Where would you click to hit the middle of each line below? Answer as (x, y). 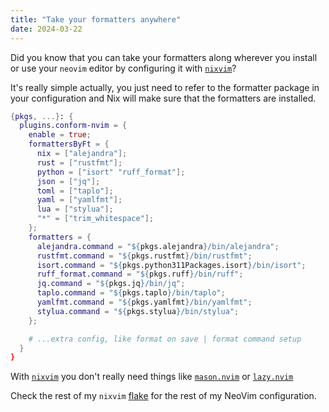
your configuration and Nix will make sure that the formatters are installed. (163, 98)
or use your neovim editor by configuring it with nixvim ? (123, 68)
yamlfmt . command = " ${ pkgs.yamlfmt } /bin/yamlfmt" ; (144, 302)
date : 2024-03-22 (46, 29)
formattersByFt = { (69, 144)
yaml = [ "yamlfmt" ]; (79, 200)
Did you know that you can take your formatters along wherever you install (164, 57)
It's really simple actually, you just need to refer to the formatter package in (165, 87)
